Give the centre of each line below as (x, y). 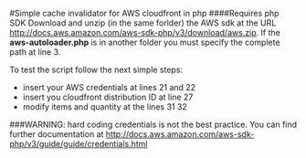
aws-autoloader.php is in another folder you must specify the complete (145, 42)
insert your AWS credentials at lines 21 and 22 (109, 87)
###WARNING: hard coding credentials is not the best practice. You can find (153, 124)
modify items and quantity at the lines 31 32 (105, 107)
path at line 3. (35, 52)
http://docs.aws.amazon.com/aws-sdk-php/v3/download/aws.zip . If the (145, 32)
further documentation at (57, 134)
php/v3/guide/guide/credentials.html (79, 144)
